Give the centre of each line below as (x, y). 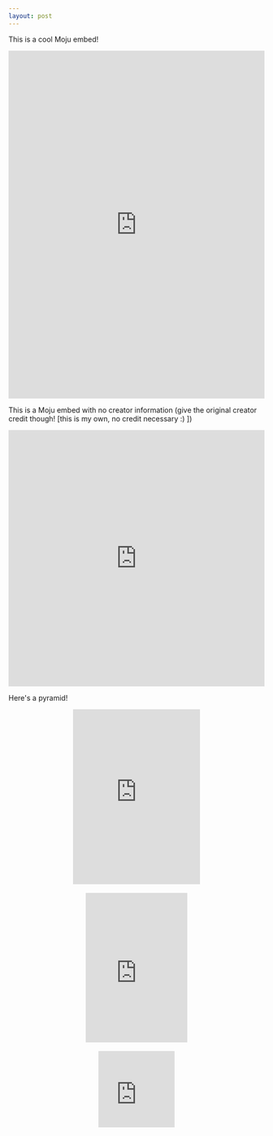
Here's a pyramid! (38, 697)
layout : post (30, 16)
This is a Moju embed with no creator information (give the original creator (133, 410)
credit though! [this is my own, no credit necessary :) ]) (100, 418)
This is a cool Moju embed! (54, 39)
